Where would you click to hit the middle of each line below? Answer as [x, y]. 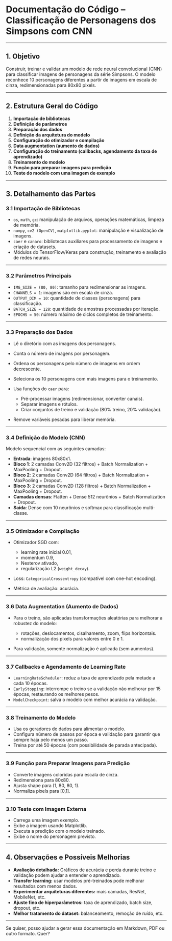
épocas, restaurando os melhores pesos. [56, 694]
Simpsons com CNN [49, 31]
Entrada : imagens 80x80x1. [42, 459]
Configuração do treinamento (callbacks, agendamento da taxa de [85, 151]
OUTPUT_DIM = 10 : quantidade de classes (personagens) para [77, 298]
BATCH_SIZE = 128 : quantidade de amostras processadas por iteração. [87, 309]
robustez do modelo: [35, 623]
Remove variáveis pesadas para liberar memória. [65, 419]
